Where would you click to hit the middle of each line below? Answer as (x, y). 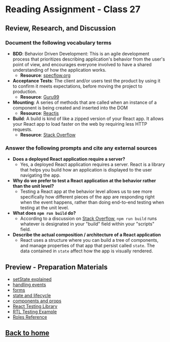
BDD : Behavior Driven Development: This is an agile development (81, 53)
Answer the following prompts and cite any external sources (81, 148)
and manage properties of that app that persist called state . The (88, 246)
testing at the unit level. (45, 208)
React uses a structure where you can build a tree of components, (89, 240)
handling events (29, 284)
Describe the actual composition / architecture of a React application (87, 235)
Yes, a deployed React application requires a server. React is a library (93, 164)
